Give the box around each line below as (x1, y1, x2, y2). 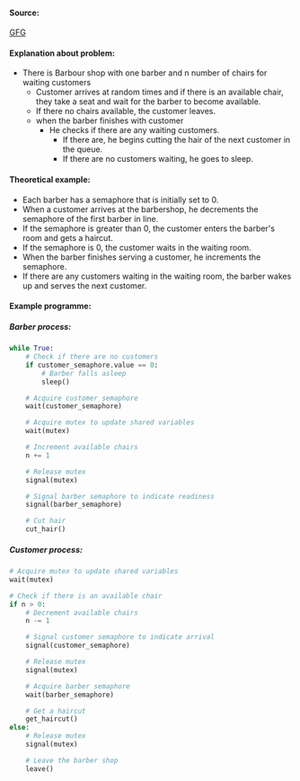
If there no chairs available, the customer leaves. (35, 106, 216, 117)
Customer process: (9, 544, 84, 555)
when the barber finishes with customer (35, 115, 184, 126)
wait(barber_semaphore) (25, 690, 115, 699)
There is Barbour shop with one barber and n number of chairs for (22, 67, 268, 78)
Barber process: (9, 321, 72, 332)
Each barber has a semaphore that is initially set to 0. (22, 194, 219, 205)
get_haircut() (25, 714, 78, 723)
